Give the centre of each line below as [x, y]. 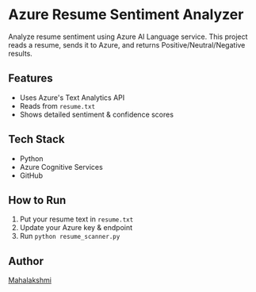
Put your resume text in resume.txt [76, 219]
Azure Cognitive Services [61, 167]
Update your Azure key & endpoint [76, 228]
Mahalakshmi [30, 280]
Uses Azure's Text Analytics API [72, 98]
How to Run [37, 200]
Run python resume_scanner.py [70, 236]
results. [21, 53]
